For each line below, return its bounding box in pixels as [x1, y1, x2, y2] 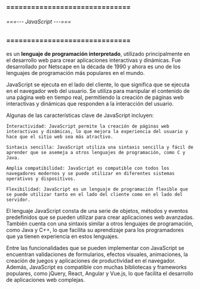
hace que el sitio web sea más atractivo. [6, 134, 113, 140]
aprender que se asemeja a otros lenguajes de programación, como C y [6, 149, 186, 155]
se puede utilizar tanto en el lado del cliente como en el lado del [6, 191, 183, 197]
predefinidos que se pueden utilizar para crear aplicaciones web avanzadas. [6, 213, 194, 221]
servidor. [6, 197, 31, 203]
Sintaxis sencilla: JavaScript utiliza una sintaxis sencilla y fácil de [6, 144, 194, 150]
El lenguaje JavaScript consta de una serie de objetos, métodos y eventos [6, 207, 188, 214]
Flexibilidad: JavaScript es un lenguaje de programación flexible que [6, 186, 188, 192]
